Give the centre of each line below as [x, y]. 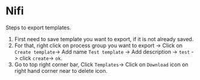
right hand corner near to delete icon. [61, 70]
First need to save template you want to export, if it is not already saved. [104, 39]
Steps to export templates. [39, 27]
